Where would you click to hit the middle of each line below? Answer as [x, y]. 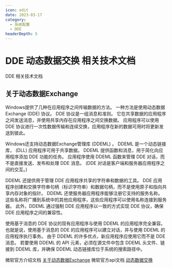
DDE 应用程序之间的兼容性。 [35, 212]
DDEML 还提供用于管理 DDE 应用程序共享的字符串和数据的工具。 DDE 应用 [84, 180]
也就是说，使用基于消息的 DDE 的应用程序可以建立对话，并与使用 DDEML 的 [85, 229]
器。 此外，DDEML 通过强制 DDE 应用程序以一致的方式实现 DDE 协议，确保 [84, 206]
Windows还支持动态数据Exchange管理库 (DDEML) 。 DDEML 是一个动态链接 [86, 144]
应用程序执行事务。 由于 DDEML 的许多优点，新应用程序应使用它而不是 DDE [85, 236]
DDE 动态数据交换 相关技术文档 [70, 61]
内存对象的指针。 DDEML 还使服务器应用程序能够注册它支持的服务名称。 [86, 193]
